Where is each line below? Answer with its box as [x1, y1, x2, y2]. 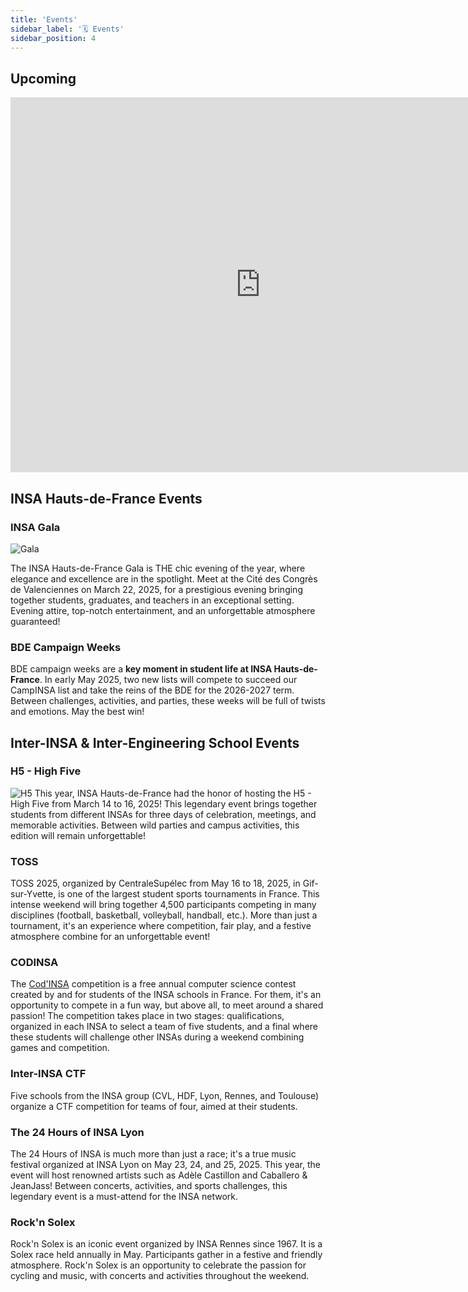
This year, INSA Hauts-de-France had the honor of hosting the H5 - [34, 787, 312, 799]
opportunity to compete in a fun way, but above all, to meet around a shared [10, 999, 324, 1011]
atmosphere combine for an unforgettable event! [10, 931, 211, 943]
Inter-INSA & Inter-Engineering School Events [10, 734, 300, 751]
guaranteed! [10, 615, 61, 627]
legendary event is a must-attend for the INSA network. [10, 1191, 238, 1203]
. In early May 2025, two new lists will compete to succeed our [39, 674, 298, 686]
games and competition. [10, 1042, 110, 1054]
